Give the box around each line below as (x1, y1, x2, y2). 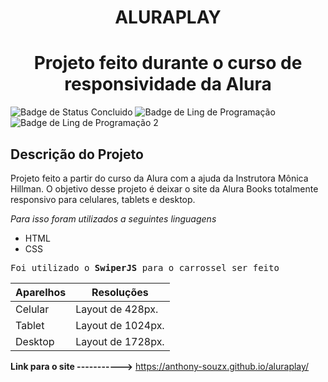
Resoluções (91, 285, 149, 299)
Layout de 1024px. (75, 318, 165, 332)
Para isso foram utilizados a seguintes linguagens (10, 212, 217, 225)
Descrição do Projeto (10, 146, 144, 163)
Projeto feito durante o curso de (33, 52, 303, 75)
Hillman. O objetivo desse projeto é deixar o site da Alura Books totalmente (10, 182, 319, 195)
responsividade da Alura (64, 73, 272, 96)
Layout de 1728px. (75, 334, 165, 348)
